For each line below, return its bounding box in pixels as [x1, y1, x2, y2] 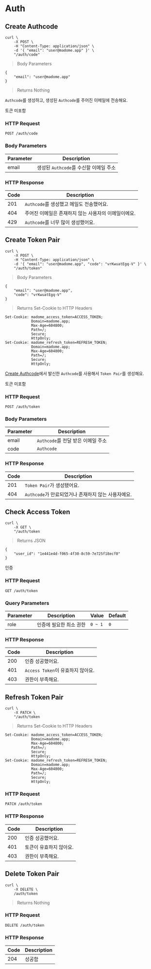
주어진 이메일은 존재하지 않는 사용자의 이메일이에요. [25, 210, 136, 217]
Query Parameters [5, 599, 50, 606]
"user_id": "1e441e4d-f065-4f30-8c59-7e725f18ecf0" [14, 551, 120, 557]
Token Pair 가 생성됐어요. [25, 482, 80, 488]
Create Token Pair [5, 236, 60, 244]
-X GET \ [14, 525, 32, 530]
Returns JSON [17, 538, 46, 543]
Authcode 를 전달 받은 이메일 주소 [36, 437, 107, 444]
